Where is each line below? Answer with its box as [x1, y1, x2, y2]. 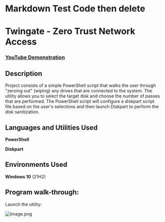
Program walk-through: [5, 188, 80, 197]
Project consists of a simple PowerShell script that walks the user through [5, 82, 156, 88]
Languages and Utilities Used [5, 123, 98, 132]
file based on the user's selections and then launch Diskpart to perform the [5, 104, 159, 110]
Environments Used [5, 160, 68, 169]
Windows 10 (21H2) [5, 173, 46, 179]
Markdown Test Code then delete [5, 3, 146, 14]
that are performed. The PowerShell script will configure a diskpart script [5, 98, 155, 104]
